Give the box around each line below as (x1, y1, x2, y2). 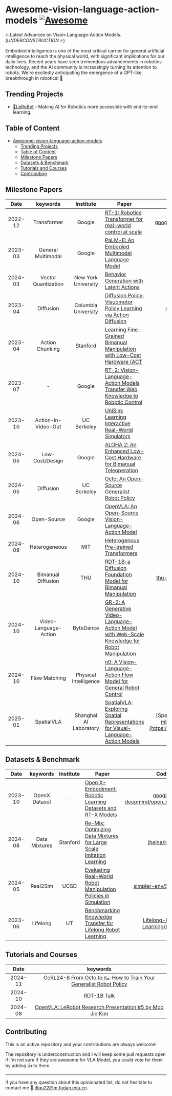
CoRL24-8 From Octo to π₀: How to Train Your (43, 974, 155, 981)
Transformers (104, 550, 138, 557)
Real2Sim (30, 883, 54, 890)
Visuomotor (104, 298, 133, 306)
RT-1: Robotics (104, 209, 142, 217)
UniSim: (104, 407, 124, 415)
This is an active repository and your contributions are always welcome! (5, 1041, 157, 1047)
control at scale (104, 228, 142, 236)
